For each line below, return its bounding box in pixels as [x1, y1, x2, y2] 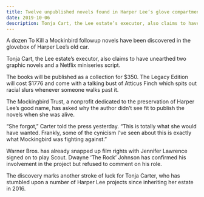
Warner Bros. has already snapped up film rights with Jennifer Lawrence [6, 147, 188, 155]
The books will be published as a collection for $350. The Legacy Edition [6, 74, 188, 81]
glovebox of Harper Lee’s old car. [6, 43, 89, 50]
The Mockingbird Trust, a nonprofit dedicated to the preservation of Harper [6, 98, 195, 105]
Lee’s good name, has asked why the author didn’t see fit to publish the [6, 105, 185, 112]
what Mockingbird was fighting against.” [6, 136, 107, 143]
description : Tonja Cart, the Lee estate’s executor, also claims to [6, 20, 186, 26]
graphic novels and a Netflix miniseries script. [6, 61, 121, 69]
